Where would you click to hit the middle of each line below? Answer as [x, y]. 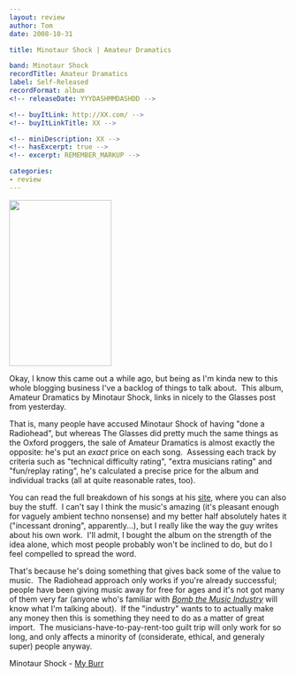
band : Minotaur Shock [49, 66]
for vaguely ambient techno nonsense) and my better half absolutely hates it [148, 516]
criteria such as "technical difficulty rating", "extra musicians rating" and [140, 461]
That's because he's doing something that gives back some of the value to [145, 571]
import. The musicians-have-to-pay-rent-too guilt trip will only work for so [145, 627]
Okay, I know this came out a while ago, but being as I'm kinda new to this [144, 378]
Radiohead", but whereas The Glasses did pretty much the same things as [144, 433]
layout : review [37, 17]
